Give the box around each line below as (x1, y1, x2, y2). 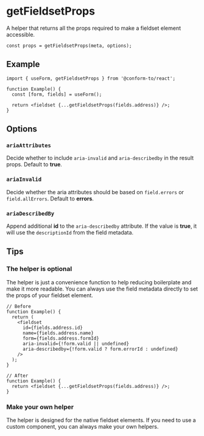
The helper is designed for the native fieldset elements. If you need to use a (6, 417, 196, 424)
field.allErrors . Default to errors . (6, 195, 94, 202)
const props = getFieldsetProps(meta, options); (6, 43, 132, 49)
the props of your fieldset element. (6, 291, 93, 299)
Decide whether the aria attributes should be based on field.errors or (6, 188, 185, 195)
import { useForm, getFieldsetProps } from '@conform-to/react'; (6, 75, 175, 82)
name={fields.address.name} (22, 330, 94, 336)
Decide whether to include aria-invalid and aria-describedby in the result (6, 154, 194, 162)
